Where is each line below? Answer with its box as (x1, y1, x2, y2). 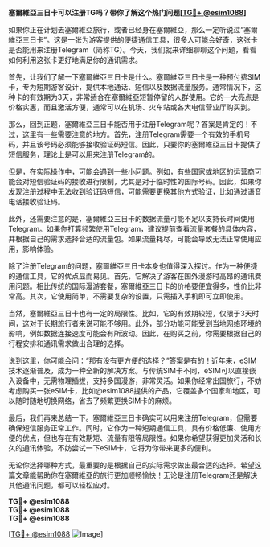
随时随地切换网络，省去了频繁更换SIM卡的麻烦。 (14, 396, 177, 405)
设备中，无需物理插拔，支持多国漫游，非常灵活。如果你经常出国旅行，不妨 (14, 376, 262, 385)
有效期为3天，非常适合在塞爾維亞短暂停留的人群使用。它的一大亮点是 (29, 93, 260, 101)
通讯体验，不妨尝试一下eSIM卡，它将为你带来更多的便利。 (22, 443, 215, 453)
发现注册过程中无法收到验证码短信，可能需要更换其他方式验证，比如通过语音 (8, 187, 262, 196)
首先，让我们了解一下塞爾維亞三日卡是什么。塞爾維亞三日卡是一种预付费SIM (8, 72, 261, 81)
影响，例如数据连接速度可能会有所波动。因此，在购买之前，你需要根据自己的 (8, 329, 262, 338)
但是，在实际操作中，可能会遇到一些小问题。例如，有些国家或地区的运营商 (8, 167, 255, 176)
